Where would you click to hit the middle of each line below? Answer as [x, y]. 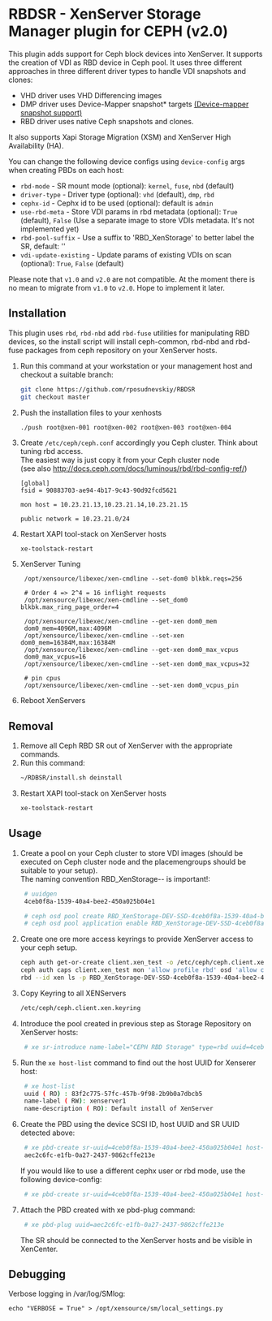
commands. [40, 754]
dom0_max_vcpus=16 [55, 657]
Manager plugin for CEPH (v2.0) [119, 31]
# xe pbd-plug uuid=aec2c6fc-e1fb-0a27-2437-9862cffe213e [124, 1224]
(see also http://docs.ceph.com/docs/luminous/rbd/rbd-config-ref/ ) [134, 468]
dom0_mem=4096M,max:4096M [68, 629]
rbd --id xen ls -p [53, 978]
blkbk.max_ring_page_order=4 [69, 607]
